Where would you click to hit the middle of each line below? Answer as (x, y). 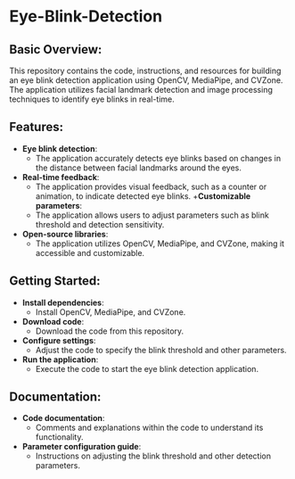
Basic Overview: (56, 50)
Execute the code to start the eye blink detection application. (147, 368)
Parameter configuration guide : (82, 447)
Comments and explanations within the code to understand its (149, 428)
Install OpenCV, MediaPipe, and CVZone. (111, 312)
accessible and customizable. (90, 252)
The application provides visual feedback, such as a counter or (151, 186)
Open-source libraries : (65, 234)
